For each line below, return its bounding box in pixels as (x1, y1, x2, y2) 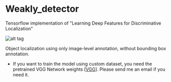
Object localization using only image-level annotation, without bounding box (5, 45, 166, 51)
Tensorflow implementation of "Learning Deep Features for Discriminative (5, 20, 162, 26)
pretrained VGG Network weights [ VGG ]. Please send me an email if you (12, 66, 166, 72)
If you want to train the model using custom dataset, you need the (12, 60, 153, 67)
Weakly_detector (5, 3, 79, 15)
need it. (12, 71, 29, 77)
